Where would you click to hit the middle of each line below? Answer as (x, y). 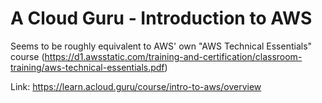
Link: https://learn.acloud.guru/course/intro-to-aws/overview (136, 86)
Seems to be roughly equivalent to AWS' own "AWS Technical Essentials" (161, 46)
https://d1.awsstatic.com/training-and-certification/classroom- (173, 56)
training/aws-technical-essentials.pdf (87, 67)
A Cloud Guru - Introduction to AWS (161, 18)
